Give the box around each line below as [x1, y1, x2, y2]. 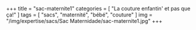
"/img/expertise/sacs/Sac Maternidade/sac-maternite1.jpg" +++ [6, 18, 163, 24]
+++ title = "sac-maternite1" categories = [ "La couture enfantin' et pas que [6, 5, 191, 12]
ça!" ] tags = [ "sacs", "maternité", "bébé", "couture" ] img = [6, 11, 153, 18]
